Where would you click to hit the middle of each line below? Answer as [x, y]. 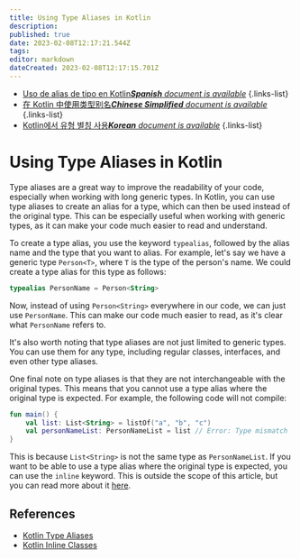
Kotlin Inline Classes [59, 545]
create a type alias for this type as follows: [88, 271]
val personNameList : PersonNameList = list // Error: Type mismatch [157, 431]
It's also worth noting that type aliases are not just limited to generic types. [148, 342]
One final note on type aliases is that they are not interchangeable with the [147, 379]
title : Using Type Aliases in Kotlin [80, 18]
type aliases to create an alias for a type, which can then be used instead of [150, 206]
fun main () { [34, 414]
